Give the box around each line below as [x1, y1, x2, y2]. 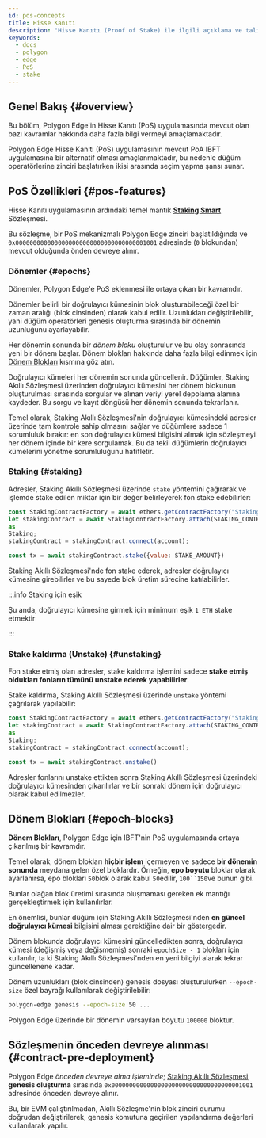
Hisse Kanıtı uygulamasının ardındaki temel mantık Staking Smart [8, 205, 222, 215]
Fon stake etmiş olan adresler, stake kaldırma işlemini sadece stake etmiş [8, 666, 249, 676]
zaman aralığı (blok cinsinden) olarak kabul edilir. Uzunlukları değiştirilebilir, [8, 307, 253, 317]
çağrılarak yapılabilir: [8, 699, 77, 708]
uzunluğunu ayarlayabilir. [8, 324, 90, 334]
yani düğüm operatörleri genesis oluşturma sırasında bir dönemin [8, 316, 222, 326]
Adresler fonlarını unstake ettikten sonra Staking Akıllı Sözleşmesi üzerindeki [8, 772, 257, 781]
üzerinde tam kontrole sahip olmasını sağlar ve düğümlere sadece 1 [8, 421, 228, 430]
